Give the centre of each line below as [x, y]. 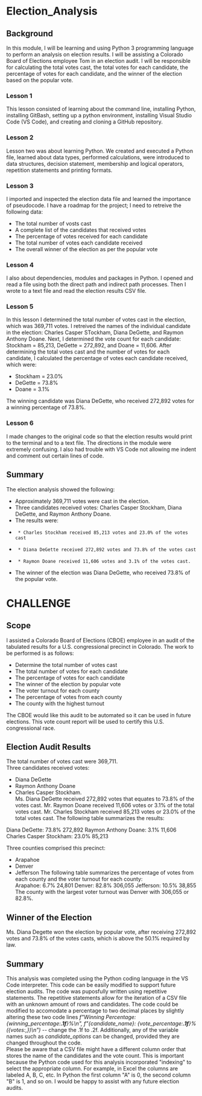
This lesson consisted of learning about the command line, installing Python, [101, 109]
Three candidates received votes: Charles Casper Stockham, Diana [98, 507]
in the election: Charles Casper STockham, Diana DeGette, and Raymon [95, 333]
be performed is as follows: [40, 653]
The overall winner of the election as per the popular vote [86, 249]
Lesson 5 [20, 307]
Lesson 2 [20, 137]
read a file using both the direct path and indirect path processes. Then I [96, 284]
